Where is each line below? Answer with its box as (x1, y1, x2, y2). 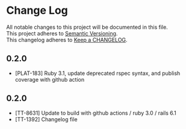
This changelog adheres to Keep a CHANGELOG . (6, 36, 128, 43)
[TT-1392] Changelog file (14, 115, 78, 123)
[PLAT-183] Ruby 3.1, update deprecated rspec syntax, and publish (14, 70, 181, 77)
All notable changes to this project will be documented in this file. (6, 23, 169, 31)
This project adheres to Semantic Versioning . (6, 29, 118, 37)
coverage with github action (14, 76, 85, 83)
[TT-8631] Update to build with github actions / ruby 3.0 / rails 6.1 (14, 109, 176, 116)
